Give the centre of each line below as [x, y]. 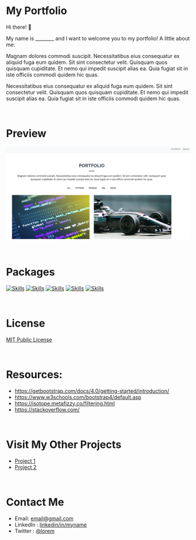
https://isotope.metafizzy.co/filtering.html [65, 403]
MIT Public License [29, 339]
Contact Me [35, 502]
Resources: [34, 374]
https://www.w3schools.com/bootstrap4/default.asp [78, 397]
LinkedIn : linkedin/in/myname [51, 524]
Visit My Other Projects [64, 444]
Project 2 [25, 467]
